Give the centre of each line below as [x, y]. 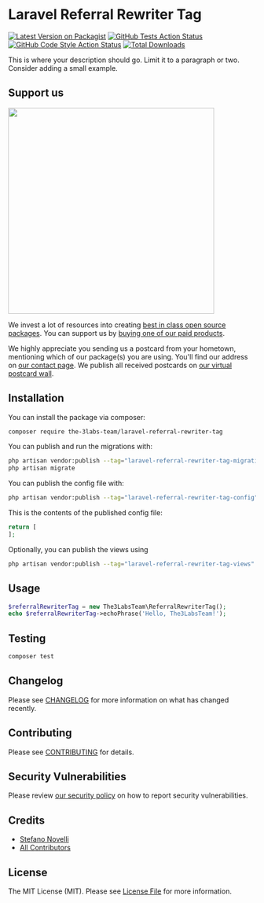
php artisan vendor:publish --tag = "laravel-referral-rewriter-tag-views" [132, 564]
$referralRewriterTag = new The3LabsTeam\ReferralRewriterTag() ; [117, 606]
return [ [22, 527]
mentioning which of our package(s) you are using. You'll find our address [128, 356]
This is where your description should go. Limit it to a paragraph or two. [124, 60]
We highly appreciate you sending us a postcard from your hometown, [122, 348]
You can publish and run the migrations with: [81, 447]
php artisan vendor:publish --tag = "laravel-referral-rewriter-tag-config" [133, 498]
